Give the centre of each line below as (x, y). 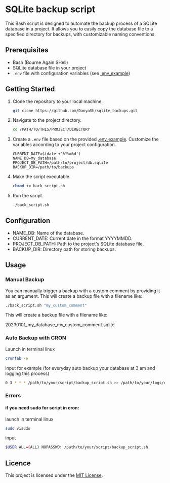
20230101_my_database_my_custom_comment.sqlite (60, 325)
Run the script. (28, 196)
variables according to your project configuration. (64, 145)
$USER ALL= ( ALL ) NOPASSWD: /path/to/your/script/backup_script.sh (77, 447)
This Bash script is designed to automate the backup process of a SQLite (81, 23)
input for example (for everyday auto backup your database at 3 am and (80, 368)
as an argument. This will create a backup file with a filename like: (74, 296)
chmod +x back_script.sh (39, 186)
